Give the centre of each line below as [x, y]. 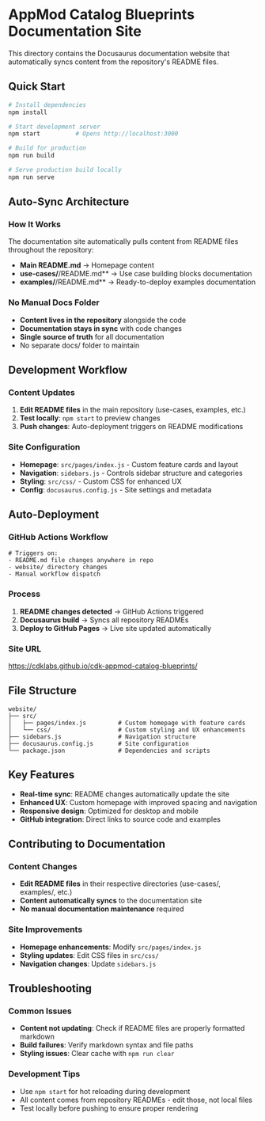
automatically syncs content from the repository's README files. [114, 62]
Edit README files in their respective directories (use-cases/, [120, 883]
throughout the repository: [51, 250]
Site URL [25, 648]
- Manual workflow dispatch [55, 574]
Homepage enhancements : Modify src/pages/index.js [110, 947]
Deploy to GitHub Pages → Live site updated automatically [115, 628]
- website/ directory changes [58, 568]
